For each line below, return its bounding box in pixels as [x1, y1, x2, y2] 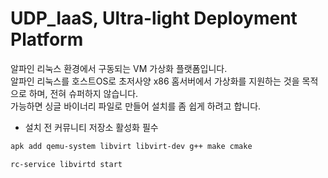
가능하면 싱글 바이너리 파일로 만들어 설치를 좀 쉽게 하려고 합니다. [10, 100, 262, 112]
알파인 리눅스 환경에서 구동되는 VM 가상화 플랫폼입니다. [10, 62, 228, 74]
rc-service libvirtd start [10, 159, 123, 169]
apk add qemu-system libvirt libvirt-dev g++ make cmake [10, 141, 253, 151]
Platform [10, 28, 84, 51]
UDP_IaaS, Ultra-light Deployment [10, 7, 298, 30]
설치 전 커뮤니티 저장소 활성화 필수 [24, 121, 159, 133]
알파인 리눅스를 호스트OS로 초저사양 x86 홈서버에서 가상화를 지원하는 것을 [10, 75, 300, 87]
